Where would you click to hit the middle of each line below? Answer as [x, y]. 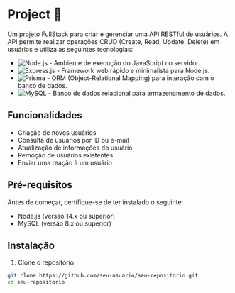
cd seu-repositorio [36, 282]
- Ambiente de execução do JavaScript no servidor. [125, 62]
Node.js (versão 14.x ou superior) [66, 216]
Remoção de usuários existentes [65, 155]
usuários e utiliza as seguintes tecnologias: [70, 49]
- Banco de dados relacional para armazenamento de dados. [137, 93]
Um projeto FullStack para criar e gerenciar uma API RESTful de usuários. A [118, 34]
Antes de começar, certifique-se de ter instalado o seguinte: [95, 202]
